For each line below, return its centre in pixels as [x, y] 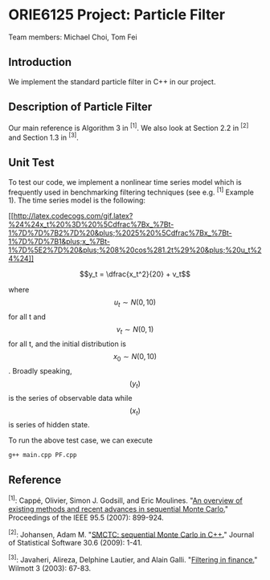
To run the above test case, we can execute [80, 440]
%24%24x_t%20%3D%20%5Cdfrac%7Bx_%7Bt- [91, 225]
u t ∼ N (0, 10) [135, 303]
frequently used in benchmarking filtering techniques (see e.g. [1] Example [131, 191]
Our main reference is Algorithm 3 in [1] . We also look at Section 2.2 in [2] [129, 127]
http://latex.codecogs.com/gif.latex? [73, 216]
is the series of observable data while [70, 398]
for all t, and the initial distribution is [67, 344]
